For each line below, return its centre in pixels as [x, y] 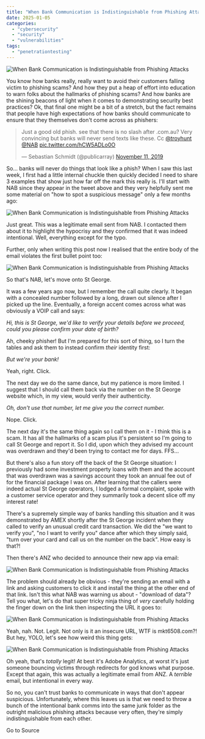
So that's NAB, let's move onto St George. [59, 279]
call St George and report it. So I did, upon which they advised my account [100, 444]
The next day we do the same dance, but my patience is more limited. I [95, 383]
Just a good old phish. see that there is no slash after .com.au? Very [107, 131]
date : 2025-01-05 [28, 18]
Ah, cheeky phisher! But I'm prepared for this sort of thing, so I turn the [95, 341]
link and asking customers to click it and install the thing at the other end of [101, 588]
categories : [21, 23]
